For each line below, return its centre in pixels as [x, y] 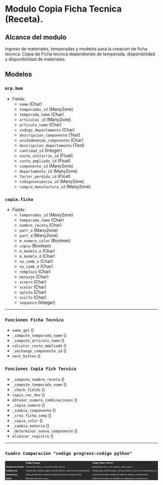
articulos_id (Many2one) [45, 119]
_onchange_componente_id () [39, 351]
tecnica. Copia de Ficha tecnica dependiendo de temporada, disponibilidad [80, 54]
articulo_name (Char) [41, 124]
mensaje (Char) [34, 276]
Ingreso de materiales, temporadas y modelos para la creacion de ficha [76, 49]
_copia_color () [27, 420]
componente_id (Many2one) [46, 166]
